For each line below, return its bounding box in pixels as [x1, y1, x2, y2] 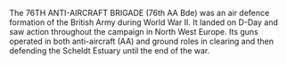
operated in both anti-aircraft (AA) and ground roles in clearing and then [9, 36, 275, 46]
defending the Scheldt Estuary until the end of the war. [9, 45, 210, 56]
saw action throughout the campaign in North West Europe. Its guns [9, 27, 258, 37]
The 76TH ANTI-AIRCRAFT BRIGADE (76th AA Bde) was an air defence [9, 8, 270, 18]
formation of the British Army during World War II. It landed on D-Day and [9, 17, 278, 28]
